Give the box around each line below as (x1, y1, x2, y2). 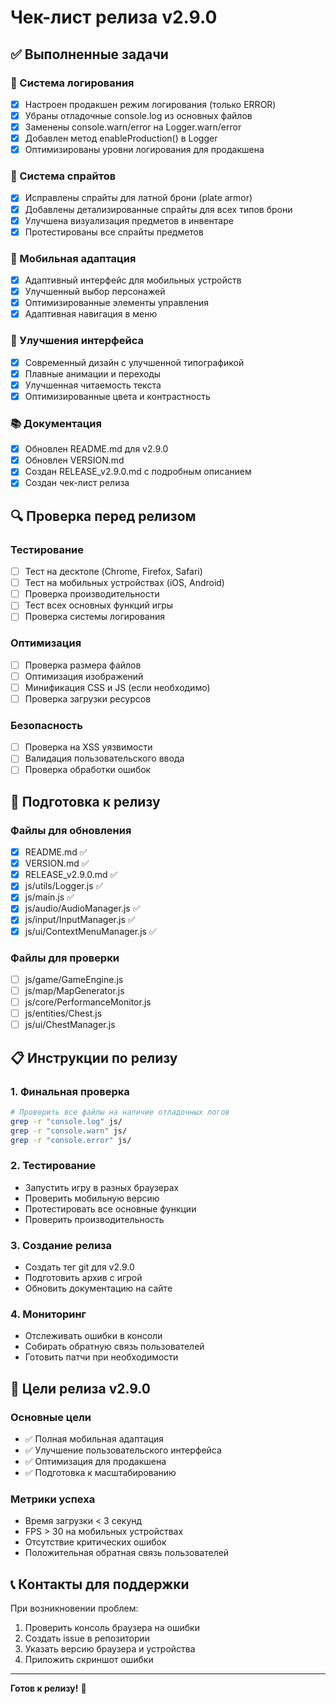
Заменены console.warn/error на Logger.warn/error (24, 121, 242, 133)
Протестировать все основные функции (24, 1202, 197, 1215)
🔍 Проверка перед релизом (10, 507, 197, 525)
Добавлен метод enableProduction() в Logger (24, 132, 218, 145)
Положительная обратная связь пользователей (24, 1547, 230, 1559)
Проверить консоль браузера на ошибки (24, 1622, 200, 1634)
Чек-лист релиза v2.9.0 (10, 6, 218, 29)
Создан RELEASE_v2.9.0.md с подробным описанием (24, 466, 252, 478)
